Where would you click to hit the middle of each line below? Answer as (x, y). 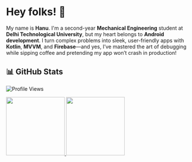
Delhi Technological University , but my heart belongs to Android (85, 34)
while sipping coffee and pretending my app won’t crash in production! (91, 52)
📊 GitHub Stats (35, 72)
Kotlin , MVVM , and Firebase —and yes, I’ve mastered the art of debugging (96, 47)
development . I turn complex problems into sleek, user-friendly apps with (95, 40)
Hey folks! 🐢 (36, 12)
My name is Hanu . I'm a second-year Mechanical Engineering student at (95, 28)
